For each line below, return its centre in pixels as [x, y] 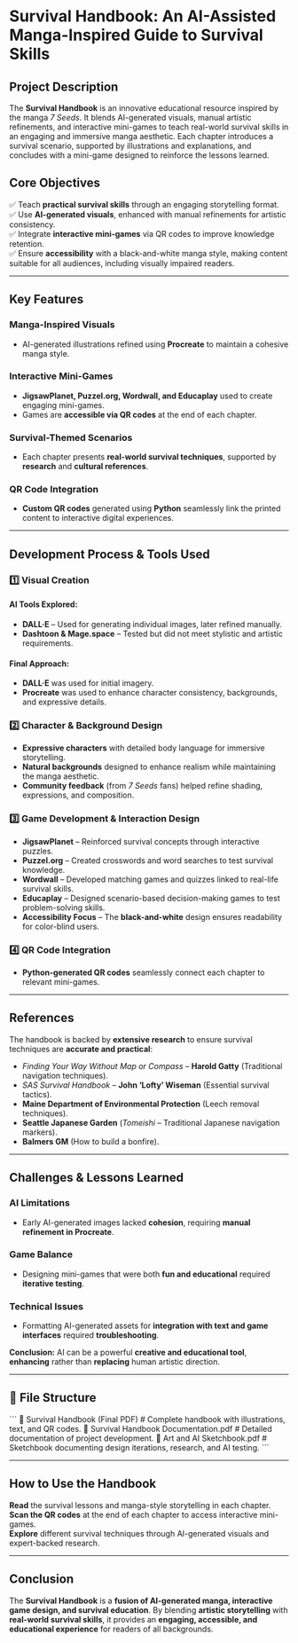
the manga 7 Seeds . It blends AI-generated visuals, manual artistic [130, 118]
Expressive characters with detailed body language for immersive [143, 748]
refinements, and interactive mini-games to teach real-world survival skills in [149, 127]
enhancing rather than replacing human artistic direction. [114, 1362]
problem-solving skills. [63, 908]
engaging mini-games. [63, 405]
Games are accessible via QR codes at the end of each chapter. [139, 414]
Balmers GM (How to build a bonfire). [90, 1141]
